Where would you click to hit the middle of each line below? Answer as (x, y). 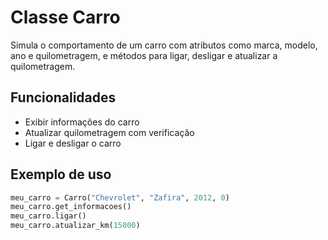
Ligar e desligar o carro (73, 143)
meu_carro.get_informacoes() (71, 207)
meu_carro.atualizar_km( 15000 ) (75, 226)
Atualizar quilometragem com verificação (109, 132)
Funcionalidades (63, 97)
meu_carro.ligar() (48, 216)
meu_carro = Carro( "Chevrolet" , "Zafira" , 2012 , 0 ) (120, 197)
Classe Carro (65, 17)
